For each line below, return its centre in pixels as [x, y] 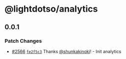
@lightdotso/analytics [51, 9]
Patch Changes [23, 41]
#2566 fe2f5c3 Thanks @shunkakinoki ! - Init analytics [66, 51]
